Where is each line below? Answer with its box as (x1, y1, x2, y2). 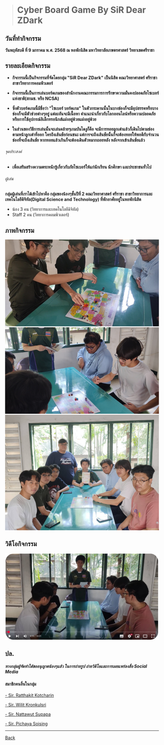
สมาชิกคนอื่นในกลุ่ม (5, 681, 37, 687)
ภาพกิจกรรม (5, 226, 35, 234)
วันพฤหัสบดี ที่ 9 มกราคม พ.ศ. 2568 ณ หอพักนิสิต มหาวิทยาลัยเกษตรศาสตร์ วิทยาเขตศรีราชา (5, 47, 155, 53)
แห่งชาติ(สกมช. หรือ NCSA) (12, 95, 60, 101)
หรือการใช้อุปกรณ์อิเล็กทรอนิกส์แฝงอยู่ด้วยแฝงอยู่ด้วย (12, 116, 97, 122)
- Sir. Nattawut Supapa (5, 711, 51, 717)
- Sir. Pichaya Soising (5, 721, 48, 726)
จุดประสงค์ (5, 149, 22, 155)
